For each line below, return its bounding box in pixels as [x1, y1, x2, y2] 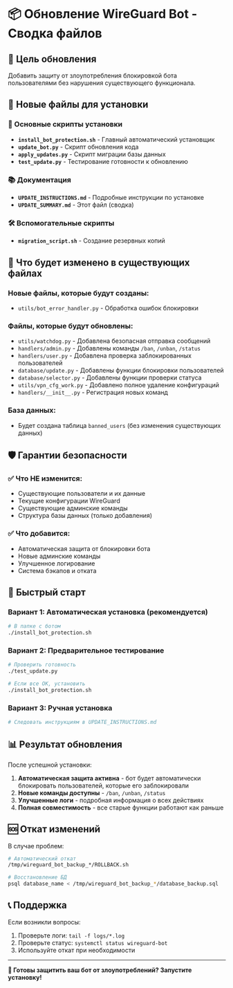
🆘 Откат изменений [8, 823, 101, 835]
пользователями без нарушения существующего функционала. [8, 79, 196, 87]
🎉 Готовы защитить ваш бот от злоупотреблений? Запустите [8, 966, 192, 974]
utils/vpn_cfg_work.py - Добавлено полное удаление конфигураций [17, 381, 220, 389]
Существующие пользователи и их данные [17, 490, 146, 498]
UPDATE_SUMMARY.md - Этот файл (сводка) [17, 201, 134, 209]
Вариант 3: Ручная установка [8, 703, 113, 713]
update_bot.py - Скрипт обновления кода [17, 142, 139, 151]
